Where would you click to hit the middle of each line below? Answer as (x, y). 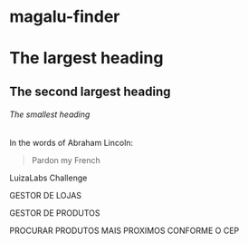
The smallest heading (50, 114)
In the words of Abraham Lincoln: (72, 142)
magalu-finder (65, 17)
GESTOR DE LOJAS (46, 195)
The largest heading (86, 58)
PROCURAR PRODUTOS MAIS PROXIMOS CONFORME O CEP (124, 230)
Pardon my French (66, 160)
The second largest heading (90, 91)
